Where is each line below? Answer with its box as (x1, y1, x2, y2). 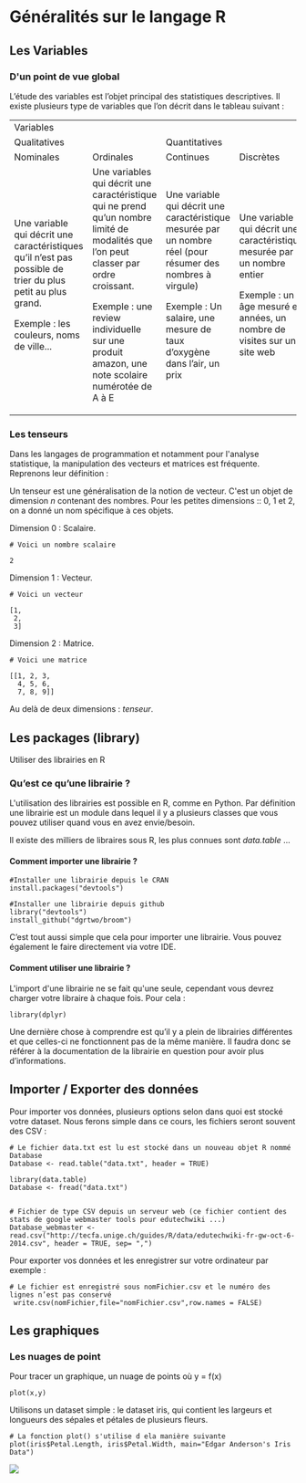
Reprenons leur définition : (9, 468, 109, 479)
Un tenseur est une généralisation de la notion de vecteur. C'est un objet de (9, 486, 293, 496)
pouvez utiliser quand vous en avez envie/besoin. (9, 817, 196, 828)
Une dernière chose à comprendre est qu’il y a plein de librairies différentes (9, 1026, 293, 1037)
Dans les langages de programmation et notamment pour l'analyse (9, 449, 260, 460)
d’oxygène (165, 345, 211, 358)
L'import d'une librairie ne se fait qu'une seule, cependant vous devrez (9, 983, 275, 994)
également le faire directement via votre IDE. (9, 942, 177, 953)
